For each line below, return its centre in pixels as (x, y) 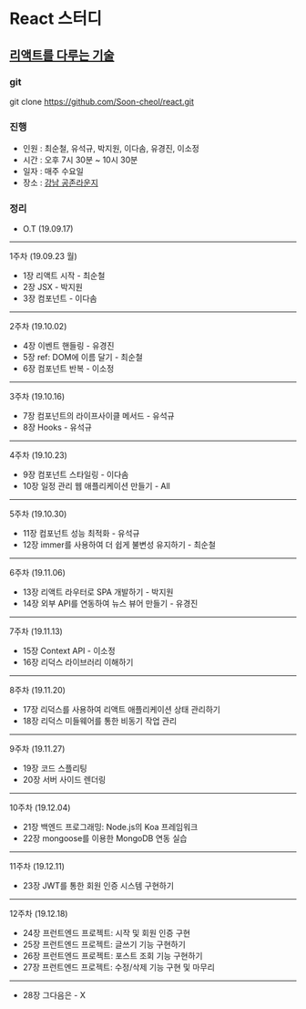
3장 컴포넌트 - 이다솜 (60, 298)
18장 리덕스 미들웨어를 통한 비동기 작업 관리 (100, 721)
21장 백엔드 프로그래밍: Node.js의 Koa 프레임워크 (110, 827)
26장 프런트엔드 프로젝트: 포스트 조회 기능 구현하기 (112, 956)
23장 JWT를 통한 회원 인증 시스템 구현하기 (98, 886)
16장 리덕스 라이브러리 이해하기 (78, 662)
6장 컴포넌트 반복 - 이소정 (68, 369)
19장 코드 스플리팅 (55, 768)
